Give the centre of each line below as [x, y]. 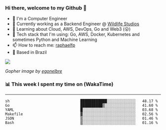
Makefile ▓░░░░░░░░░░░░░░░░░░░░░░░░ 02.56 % [82, 114]
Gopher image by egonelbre [34, 71]
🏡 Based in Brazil [29, 52]
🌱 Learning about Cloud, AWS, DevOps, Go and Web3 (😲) [71, 29]
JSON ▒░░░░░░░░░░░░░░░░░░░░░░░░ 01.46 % [82, 118]
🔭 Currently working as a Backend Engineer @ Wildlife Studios [76, 24]
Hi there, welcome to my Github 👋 [46, 8]
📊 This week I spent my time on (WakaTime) [59, 85]
